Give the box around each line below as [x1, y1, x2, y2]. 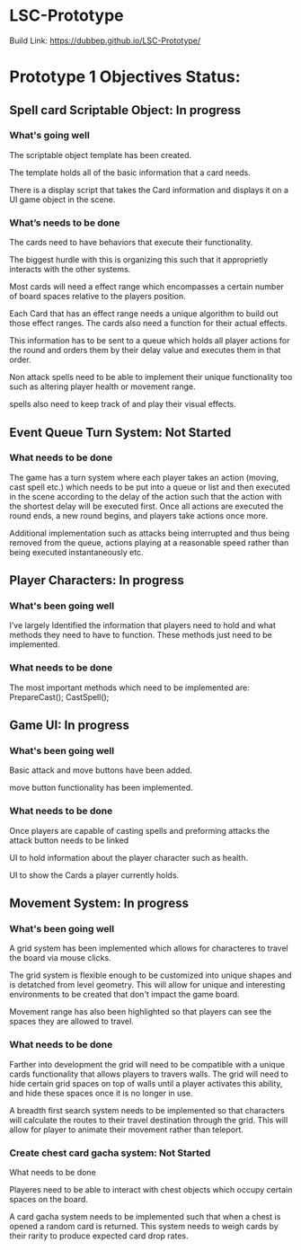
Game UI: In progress [9, 718, 130, 733]
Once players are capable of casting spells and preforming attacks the [9, 825, 270, 836]
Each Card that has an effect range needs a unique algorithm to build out [9, 308, 279, 319]
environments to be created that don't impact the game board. [9, 989, 240, 1000]
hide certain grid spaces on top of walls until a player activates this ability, [9, 1077, 283, 1088]
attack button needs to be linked [9, 835, 129, 846]
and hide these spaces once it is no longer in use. [9, 1087, 193, 1098]
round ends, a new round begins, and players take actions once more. [9, 510, 269, 521]
